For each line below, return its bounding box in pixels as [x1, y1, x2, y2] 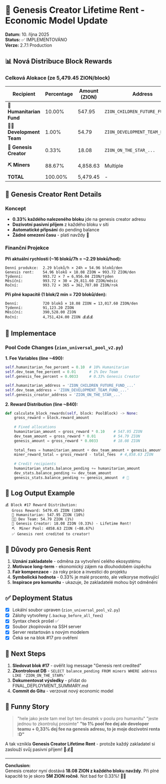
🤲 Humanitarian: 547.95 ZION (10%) [11, 513, 85, 518]
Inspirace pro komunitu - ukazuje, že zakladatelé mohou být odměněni [12, 579, 158, 585]
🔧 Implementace [5, 329, 56, 337]
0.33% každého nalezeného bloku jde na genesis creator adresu [12, 216, 146, 222]
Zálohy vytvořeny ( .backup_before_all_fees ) [12, 613, 103, 619]
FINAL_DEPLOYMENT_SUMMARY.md [12, 683, 88, 689]
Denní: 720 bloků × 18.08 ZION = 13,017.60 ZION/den [5, 301, 138, 306]
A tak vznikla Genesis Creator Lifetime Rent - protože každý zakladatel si [5, 741, 156, 747]
